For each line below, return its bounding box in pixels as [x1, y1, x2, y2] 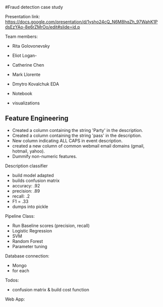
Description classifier [5, 163, 48, 169]
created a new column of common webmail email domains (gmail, [12, 143, 145, 149]
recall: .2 [12, 193, 30, 199]
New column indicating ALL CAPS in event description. [12, 137, 123, 144]
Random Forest [12, 238, 43, 244]
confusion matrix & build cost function [12, 286, 90, 292]
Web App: [5, 296, 25, 302]
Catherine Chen [12, 62, 45, 68]
